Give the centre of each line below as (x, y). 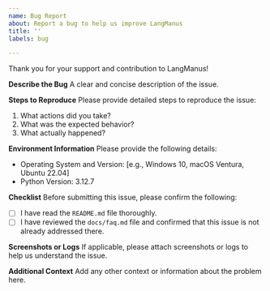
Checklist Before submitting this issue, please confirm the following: (123, 197)
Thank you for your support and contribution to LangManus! (109, 69)
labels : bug (28, 39)
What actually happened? (63, 133)
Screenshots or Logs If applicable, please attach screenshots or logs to (129, 247)
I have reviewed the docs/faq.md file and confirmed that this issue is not (139, 222)
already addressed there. (62, 231)
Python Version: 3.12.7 (57, 182)
